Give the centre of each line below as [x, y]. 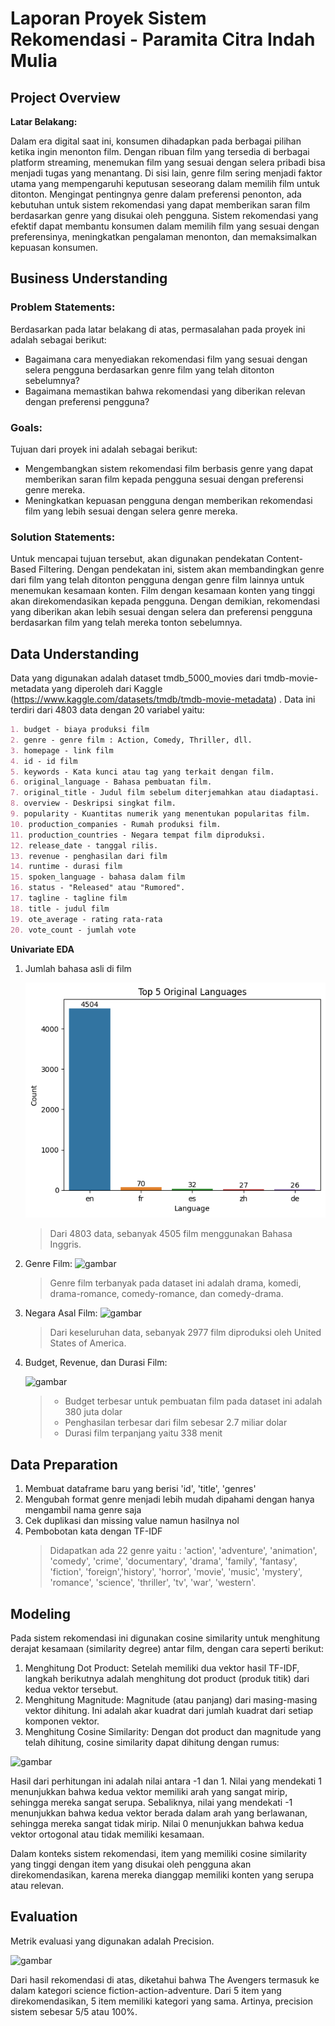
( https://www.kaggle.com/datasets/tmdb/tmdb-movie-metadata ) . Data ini [163, 699]
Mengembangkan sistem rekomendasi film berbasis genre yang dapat [169, 468]
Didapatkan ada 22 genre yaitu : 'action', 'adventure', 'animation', [183, 1551]
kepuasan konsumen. [54, 247]
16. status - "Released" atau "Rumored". [98, 888]
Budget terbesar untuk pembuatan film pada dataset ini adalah [193, 1401]
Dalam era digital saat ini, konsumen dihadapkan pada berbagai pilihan [156, 141]
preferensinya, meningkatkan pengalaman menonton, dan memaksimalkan [163, 236]
